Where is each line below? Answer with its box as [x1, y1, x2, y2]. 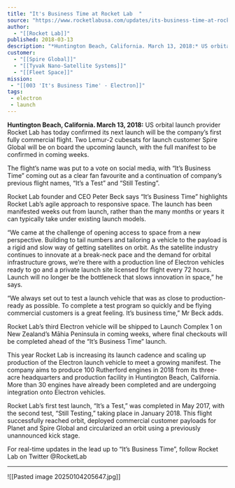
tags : [7, 88, 23, 95]
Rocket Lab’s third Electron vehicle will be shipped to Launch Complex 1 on [7, 322, 222, 330]
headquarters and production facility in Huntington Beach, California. [21, 372, 220, 382]
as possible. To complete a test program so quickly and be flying [25, 301, 212, 309]
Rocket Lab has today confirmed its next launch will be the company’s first [7, 127, 222, 137]
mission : [7, 75, 33, 83]
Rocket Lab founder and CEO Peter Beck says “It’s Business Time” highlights [7, 192, 228, 200]
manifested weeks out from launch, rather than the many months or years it [7, 207, 225, 216]
